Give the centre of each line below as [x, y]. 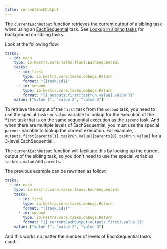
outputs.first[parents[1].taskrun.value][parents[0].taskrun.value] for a [83, 136]
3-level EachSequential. [29, 141]
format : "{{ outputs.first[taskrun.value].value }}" [79, 95]
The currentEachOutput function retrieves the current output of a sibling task [83, 24]
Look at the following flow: [32, 44]
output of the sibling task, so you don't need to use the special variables [79, 156]
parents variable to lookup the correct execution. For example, [69, 131]
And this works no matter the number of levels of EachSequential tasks [78, 236]
